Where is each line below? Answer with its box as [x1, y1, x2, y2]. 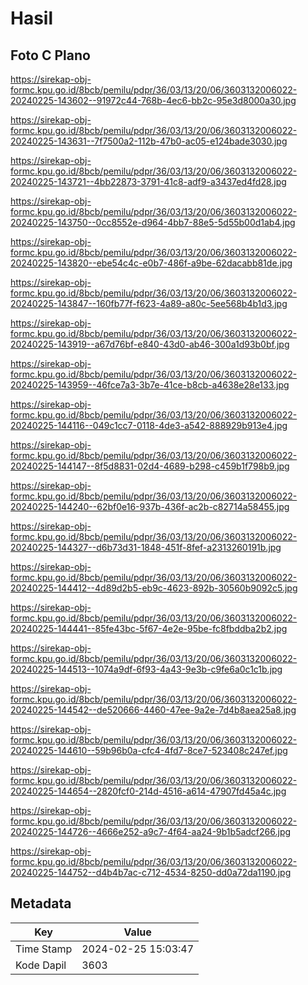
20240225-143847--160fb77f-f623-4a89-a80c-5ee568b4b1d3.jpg [10, 298, 288, 309]
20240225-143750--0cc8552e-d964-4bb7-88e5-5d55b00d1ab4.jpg [10, 217, 296, 228]
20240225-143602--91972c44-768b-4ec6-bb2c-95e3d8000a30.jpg [10, 95, 297, 106]
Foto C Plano [10, 47, 91, 64]
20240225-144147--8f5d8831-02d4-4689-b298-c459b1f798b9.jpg [10, 460, 290, 472]
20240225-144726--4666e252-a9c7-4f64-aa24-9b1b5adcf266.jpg [10, 826, 292, 837]
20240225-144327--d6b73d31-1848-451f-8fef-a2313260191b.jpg [10, 542, 282, 553]
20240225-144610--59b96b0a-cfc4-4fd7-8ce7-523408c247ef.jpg [10, 745, 288, 756]
